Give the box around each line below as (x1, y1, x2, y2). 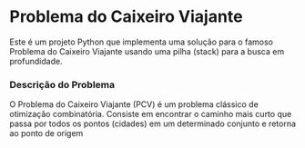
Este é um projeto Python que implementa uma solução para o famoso (9, 36, 273, 47)
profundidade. (9, 55, 63, 66)
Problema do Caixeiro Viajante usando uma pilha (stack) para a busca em (9, 45, 285, 56)
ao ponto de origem (9, 128, 84, 139)
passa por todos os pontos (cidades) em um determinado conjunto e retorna (9, 118, 297, 129)
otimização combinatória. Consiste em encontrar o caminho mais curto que (9, 109, 292, 120)
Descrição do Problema (9, 78, 116, 91)
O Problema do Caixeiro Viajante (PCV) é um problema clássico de (9, 99, 259, 110)
